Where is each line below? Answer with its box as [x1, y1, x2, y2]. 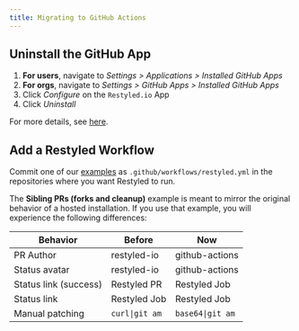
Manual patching [13, 308, 85, 320]
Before [124, 234, 154, 246]
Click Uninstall [22, 99, 76, 110]
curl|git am [110, 309, 163, 319]
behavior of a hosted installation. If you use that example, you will [9, 203, 251, 214]
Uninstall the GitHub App [9, 47, 151, 62]
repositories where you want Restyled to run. [9, 176, 176, 187]
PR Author [13, 249, 57, 262]
